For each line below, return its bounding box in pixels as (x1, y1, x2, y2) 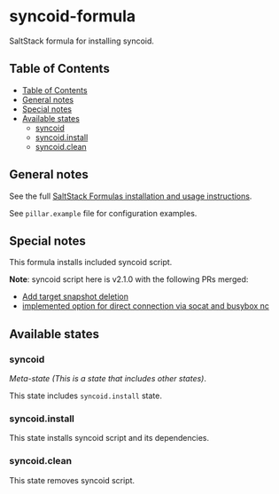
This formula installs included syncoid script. (9, 257, 173, 268)
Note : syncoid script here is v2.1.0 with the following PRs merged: (9, 274, 249, 285)
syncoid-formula (9, 6, 136, 27)
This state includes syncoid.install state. (9, 390, 162, 401)
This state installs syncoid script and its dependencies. (9, 433, 210, 443)
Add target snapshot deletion (21, 291, 128, 302)
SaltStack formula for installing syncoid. (9, 35, 155, 46)
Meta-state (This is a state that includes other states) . (9, 373, 206, 384)
